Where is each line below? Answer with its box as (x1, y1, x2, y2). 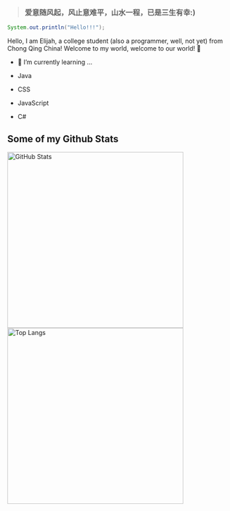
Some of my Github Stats (7, 133, 119, 145)
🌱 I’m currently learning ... (17, 58, 93, 66)
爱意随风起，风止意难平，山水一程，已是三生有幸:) (24, 7, 196, 17)
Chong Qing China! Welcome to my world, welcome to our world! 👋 (7, 44, 202, 53)
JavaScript (17, 99, 49, 108)
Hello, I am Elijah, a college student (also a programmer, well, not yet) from (7, 37, 223, 45)
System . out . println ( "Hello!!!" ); (7, 24, 106, 31)
